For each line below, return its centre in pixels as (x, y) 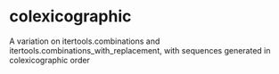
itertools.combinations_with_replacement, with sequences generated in (140, 50)
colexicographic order (50, 60)
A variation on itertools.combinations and (85, 41)
